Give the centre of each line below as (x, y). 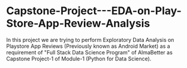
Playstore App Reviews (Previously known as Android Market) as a (88, 46)
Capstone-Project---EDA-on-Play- (94, 11)
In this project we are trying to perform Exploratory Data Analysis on (90, 40)
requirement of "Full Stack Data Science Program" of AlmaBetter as (89, 52)
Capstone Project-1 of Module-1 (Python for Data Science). (79, 59)
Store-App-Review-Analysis (78, 23)
